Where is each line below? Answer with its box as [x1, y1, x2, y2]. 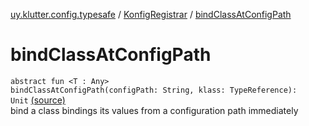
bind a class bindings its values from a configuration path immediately [10, 104, 299, 116]
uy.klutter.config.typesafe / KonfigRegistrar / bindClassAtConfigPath [10, 9, 292, 20]
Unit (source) [10, 94, 66, 106]
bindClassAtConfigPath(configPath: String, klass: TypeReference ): [10, 85, 298, 95]
